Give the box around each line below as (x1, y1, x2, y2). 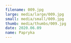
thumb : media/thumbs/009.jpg (5, 21, 66, 26)
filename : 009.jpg (5, 7, 44, 12)
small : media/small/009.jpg (5, 16, 64, 21)
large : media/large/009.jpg (5, 12, 64, 17)
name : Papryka (5, 30, 35, 35)
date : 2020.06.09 (5, 26, 42, 31)
